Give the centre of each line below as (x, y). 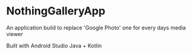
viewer (15, 34)
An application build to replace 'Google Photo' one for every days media (96, 28)
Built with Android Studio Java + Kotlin (54, 46)
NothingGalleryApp (56, 11)
